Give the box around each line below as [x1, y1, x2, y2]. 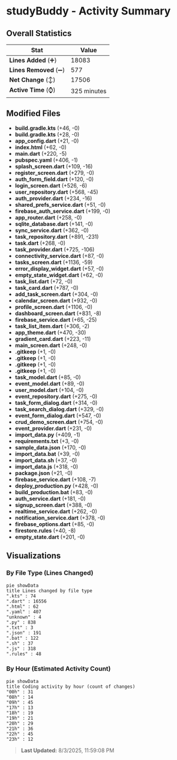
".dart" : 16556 [6, 598, 47, 604]
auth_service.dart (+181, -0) [14, 495, 86, 502]
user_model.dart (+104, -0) [14, 386, 84, 393]
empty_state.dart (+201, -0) [14, 533, 85, 541]
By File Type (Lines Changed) [6, 569, 94, 577]
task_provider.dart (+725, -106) [14, 245, 95, 253]
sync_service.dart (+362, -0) [14, 227, 89, 234]
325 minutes [70, 87, 107, 95]
